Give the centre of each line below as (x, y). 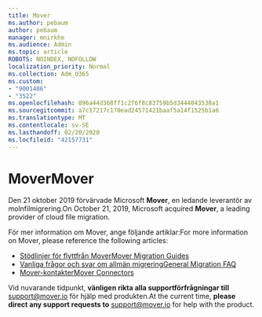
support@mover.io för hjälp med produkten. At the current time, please (122, 297)
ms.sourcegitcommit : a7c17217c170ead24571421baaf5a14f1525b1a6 (114, 111)
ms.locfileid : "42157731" (50, 140)
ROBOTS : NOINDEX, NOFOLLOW (52, 60)
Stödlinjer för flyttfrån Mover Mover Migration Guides (104, 256)
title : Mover (29, 15)
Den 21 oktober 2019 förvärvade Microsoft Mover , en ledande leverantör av (130, 201)
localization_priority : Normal (59, 67)
